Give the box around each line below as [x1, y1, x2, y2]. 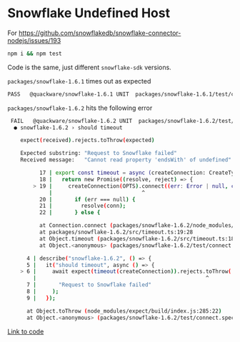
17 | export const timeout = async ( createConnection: [39, 169, 206, 176]
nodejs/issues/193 [7, 36, 61, 44]
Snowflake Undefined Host [7, 5, 170, 21]
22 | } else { [39, 209, 101, 216]
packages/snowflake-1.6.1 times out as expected [7, 76, 151, 85]
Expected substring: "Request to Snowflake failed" [20, 150, 177, 157]
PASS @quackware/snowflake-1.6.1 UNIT [7, 91, 130, 98]
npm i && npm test [7, 50, 62, 57]
